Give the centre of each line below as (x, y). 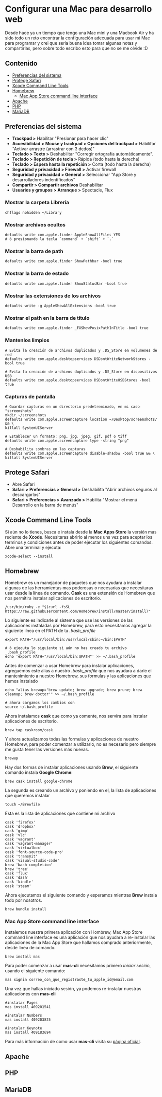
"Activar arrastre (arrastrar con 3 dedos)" (53, 149)
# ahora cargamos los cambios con (40, 703)
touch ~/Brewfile (23, 805)
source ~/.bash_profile (29, 707)
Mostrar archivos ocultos (35, 224)
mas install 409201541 (28, 1007)
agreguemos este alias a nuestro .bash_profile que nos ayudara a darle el (78, 671)
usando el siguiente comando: (35, 971)
